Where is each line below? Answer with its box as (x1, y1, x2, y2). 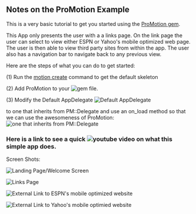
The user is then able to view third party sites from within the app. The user (6, 44, 190, 51)
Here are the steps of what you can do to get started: (6, 62, 136, 69)
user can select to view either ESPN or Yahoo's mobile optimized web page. (6, 38, 191, 45)
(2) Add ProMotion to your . (6, 85, 99, 92)
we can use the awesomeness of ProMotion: (6, 114, 115, 121)
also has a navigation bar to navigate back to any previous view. (6, 50, 162, 58)
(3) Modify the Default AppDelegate (6, 96, 93, 103)
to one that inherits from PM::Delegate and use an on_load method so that (6, 107, 186, 114)
